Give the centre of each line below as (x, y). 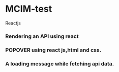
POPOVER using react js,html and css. (53, 50)
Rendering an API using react (42, 36)
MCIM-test (29, 9)
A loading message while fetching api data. (60, 63)
